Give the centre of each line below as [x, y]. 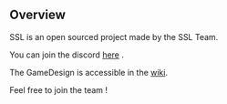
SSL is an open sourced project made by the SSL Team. [114, 36]
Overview [38, 15]
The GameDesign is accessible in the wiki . [89, 72]
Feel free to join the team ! [58, 89]
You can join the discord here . [67, 55]
